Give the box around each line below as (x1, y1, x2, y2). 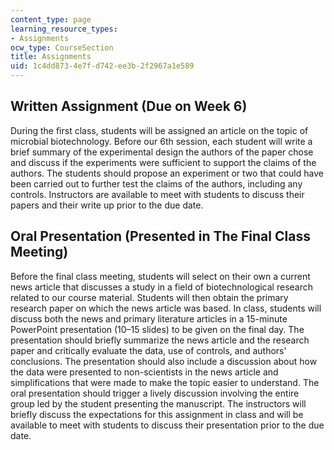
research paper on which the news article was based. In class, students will (10, 302, 322, 314)
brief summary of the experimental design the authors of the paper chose (10, 146, 314, 158)
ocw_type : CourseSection (10, 42, 114, 53)
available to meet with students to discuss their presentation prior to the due (10, 419, 325, 431)
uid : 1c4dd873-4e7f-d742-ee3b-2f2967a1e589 (10, 61, 195, 71)
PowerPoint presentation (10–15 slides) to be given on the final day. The (10, 323, 305, 335)
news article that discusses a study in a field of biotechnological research (10, 281, 314, 293)
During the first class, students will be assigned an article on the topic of (10, 124, 309, 136)
